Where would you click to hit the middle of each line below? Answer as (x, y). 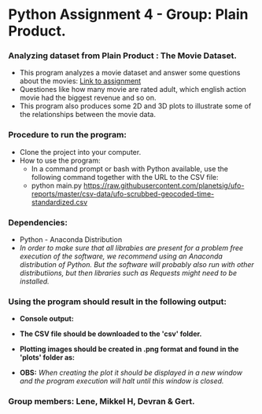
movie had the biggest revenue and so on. (88, 98)
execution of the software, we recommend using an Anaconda (121, 256)
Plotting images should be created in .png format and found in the (129, 349)
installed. (34, 281)
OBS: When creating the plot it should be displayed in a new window (131, 373)
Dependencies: (38, 222)
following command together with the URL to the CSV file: (125, 177)
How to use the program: (60, 160)
